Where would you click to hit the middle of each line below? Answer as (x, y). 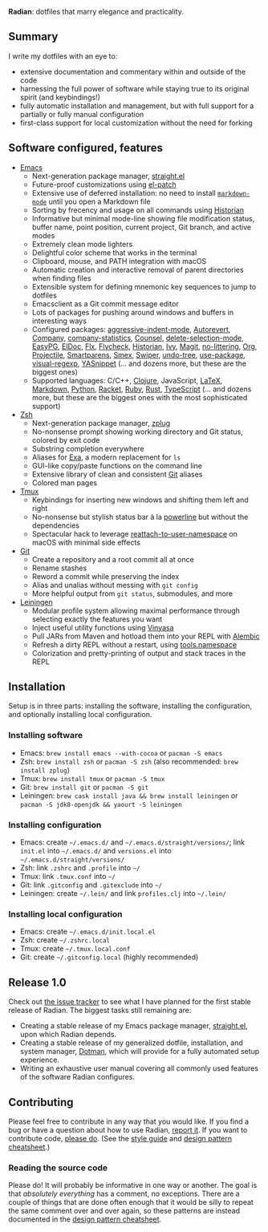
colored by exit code (66, 440)
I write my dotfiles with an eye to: (63, 56)
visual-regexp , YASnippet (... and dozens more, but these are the (139, 363)
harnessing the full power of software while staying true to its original (134, 88)
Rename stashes (59, 568)
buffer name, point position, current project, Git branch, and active (141, 227)
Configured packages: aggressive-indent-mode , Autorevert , (131, 329)
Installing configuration (55, 825)
